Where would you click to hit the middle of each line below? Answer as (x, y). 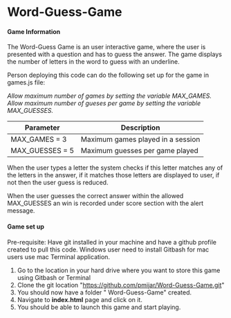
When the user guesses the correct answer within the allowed (95, 196)
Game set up (26, 227)
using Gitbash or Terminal (54, 277)
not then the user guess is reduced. (58, 183)
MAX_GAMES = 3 (39, 139)
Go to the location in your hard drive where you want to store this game (119, 270)
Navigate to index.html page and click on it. (80, 299)
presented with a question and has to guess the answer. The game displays (115, 54)
